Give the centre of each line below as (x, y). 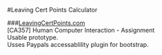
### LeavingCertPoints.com (46, 23)
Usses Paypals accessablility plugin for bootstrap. (78, 44)
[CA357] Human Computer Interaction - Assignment (81, 30)
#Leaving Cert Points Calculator (52, 10)
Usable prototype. (33, 37)
